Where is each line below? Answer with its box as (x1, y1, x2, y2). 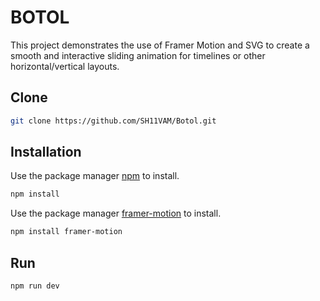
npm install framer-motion (10, 227, 123, 237)
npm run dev (10, 281, 60, 291)
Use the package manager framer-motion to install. (10, 207, 222, 220)
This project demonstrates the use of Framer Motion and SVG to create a (10, 39, 310, 51)
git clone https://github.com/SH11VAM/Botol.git (10, 116, 217, 126)
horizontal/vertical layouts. (10, 60, 120, 72)
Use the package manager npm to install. (10, 170, 180, 182)
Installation (10, 144, 82, 161)
